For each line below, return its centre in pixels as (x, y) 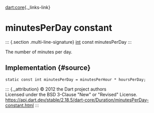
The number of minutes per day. (39, 52)
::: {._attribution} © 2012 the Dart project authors (56, 89)
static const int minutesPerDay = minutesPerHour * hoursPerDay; (75, 79)
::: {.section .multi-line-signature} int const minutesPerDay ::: (68, 42)
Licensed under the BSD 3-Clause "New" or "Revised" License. (71, 94)
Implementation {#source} (48, 68)
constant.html (20, 105)
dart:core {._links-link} (28, 7)
